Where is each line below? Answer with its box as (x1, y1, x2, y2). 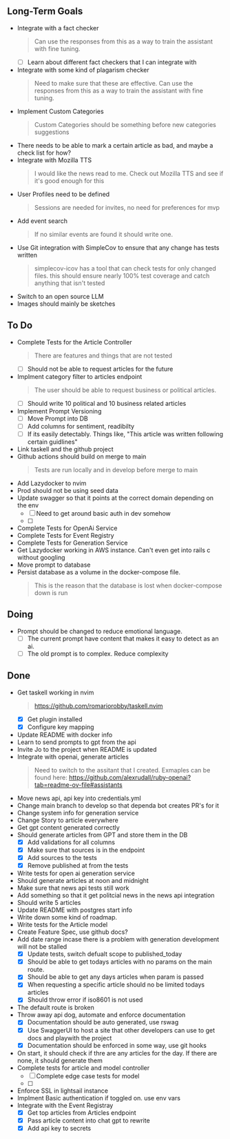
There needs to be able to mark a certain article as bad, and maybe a (17, 141, 213, 149)
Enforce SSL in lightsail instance (17, 1087, 109, 1095)
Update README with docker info (17, 730, 113, 739)
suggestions (34, 128, 70, 136)
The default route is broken (17, 1004, 94, 1012)
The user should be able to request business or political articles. (34, 386, 217, 394)
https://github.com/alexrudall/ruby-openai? (68, 773, 191, 781)
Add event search (17, 217, 67, 225)
